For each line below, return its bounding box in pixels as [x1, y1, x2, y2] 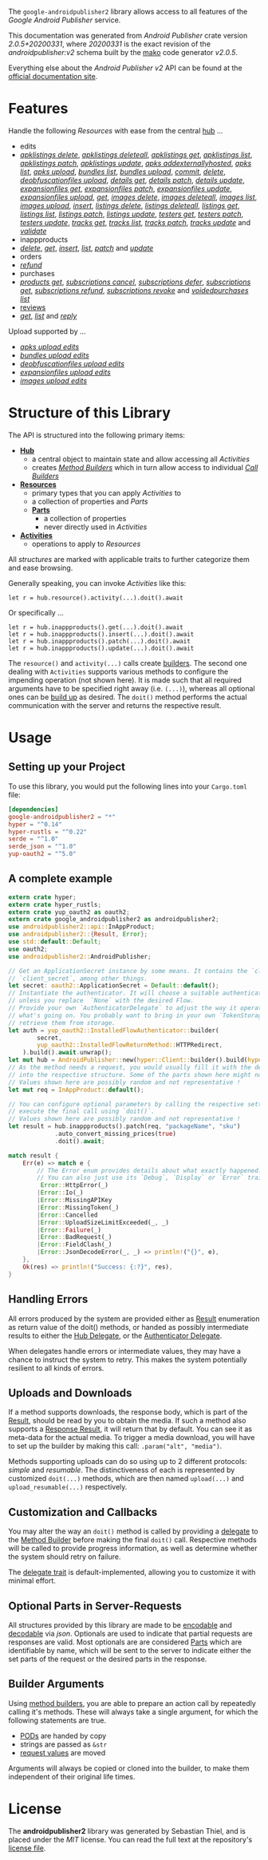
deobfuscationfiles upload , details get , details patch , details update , [19, 175, 245, 184]
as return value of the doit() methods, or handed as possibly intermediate [8, 1322, 249, 1332]
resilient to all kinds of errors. [8, 1363, 104, 1372]
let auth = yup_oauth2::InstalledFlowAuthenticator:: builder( [8, 1026, 219, 1035]
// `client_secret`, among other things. [8, 974, 148, 983]
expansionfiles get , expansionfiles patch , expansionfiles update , [19, 184, 233, 193]
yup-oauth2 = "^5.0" [8, 850, 77, 858]
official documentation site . [8, 72, 98, 81]
